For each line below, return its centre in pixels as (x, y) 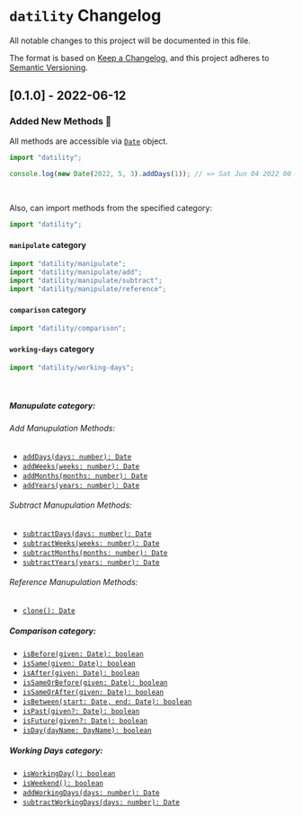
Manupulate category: (53, 405)
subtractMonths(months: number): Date (95, 553)
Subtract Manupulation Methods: (71, 505)
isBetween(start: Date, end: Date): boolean (107, 702)
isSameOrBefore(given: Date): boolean (95, 683)
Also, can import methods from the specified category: (111, 208)
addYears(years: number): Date (81, 485)
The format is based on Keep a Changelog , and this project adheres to (139, 58)
